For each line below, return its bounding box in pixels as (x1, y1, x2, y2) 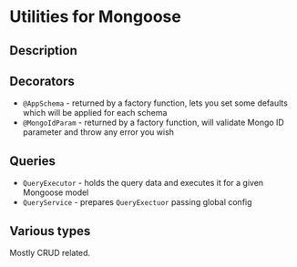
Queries (9, 153, 56, 169)
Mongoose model (22, 187, 89, 198)
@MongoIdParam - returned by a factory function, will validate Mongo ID (22, 117, 284, 128)
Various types (9, 223, 91, 239)
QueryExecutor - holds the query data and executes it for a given (22, 178, 264, 189)
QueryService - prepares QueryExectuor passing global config (22, 197, 252, 208)
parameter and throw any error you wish (22, 127, 175, 138)
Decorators (9, 73, 76, 88)
